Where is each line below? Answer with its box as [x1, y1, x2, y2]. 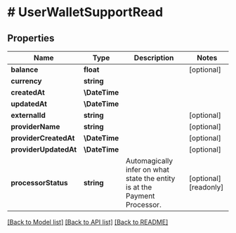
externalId [11, 110, 46, 120]
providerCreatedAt [11, 133, 75, 142]
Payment [125, 191, 155, 201]
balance [11, 65, 39, 74]
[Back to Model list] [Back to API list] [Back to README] [7, 218, 169, 226]
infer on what [125, 165, 170, 174]
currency [11, 76, 42, 86]
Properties [7, 32, 55, 44]
